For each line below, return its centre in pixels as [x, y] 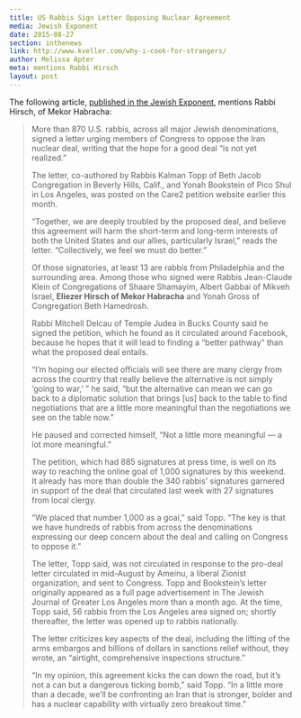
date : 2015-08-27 [42, 34]
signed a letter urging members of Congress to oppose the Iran [148, 138]
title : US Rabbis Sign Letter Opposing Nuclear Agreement [120, 18]
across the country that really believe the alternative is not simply [152, 378]
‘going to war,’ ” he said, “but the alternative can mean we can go [152, 388]
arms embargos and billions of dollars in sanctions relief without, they [160, 648]
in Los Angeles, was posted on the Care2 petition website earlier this [159, 194]
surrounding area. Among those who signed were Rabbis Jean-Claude [162, 277]
